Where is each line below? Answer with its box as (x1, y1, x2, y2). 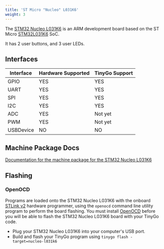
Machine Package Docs (5, 143, 80, 152)
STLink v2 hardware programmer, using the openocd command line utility (5, 203, 153, 209)
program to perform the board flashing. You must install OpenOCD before (5, 208, 156, 214)
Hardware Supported (39, 70, 90, 77)
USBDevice (7, 126, 34, 133)
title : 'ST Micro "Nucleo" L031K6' (5, 7, 79, 12)
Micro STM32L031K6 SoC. (5, 31, 60, 37)
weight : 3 (5, 12, 26, 17)
